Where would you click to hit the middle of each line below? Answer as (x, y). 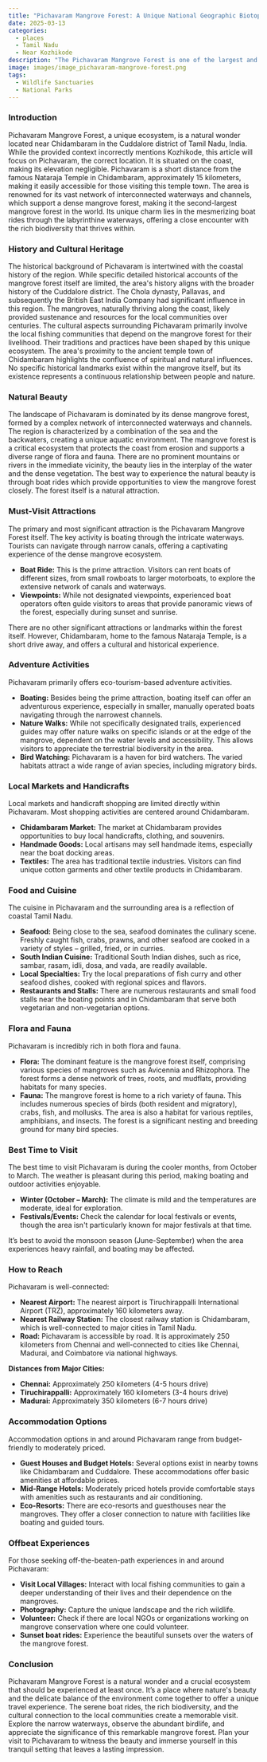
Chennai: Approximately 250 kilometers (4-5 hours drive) (114, 1384)
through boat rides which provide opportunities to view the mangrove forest (132, 482)
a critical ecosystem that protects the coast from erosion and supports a (126, 448)
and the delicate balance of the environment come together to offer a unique (133, 1698)
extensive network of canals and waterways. (93, 586)
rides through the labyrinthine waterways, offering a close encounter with (128, 219)
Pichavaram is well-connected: (59, 1287)
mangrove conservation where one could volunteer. (104, 1626)
